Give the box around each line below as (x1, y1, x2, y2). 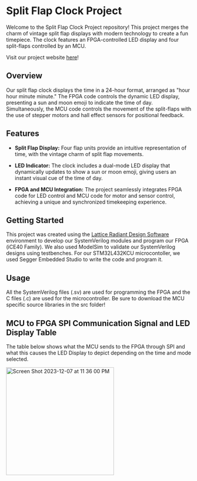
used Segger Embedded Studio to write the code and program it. (6, 256, 163, 263)
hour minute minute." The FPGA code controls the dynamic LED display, (6, 92, 180, 99)
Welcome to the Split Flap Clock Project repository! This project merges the (6, 24, 189, 31)
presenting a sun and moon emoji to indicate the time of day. (6, 99, 153, 106)
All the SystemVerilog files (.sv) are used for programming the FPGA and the (6, 288, 191, 296)
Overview (6, 71, 43, 81)
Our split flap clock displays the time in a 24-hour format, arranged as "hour (6, 87, 190, 94)
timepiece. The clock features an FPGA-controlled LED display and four (6, 36, 179, 43)
